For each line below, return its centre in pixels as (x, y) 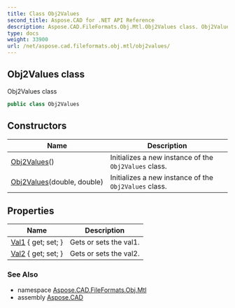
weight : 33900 (28, 40)
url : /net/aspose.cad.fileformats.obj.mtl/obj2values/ (89, 46)
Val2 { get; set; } (37, 254)
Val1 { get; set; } (37, 242)
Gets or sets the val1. (105, 242)
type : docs (23, 33)
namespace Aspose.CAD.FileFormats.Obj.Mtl (82, 290)
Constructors (37, 126)
